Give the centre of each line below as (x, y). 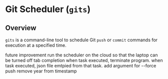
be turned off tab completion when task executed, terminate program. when (84, 60)
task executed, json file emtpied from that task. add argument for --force (81, 66)
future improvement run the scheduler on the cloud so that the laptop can (81, 55)
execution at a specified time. (36, 45)
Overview (21, 28)
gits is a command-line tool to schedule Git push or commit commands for (81, 40)
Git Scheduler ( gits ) (48, 9)
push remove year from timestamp (41, 71)
